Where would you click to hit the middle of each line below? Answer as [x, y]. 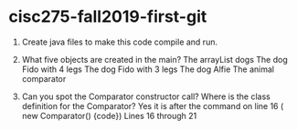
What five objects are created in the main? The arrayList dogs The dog [155, 59]
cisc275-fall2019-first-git [108, 17]
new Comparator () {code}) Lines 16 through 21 [109, 115]
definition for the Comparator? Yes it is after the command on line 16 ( [153, 105]
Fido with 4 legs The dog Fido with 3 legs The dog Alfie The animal [148, 69]
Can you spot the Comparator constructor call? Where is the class [146, 96]
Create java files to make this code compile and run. [120, 42]
